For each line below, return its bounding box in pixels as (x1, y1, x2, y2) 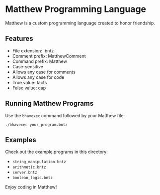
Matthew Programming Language (5, 3, 147, 15)
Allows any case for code (12, 74, 65, 80)
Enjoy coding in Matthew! (5, 184, 57, 190)
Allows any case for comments (12, 69, 76, 75)
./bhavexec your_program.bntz (5, 122, 68, 127)
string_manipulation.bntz (12, 160, 66, 165)
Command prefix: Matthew (12, 58, 67, 64)
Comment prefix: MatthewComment (12, 53, 86, 59)
